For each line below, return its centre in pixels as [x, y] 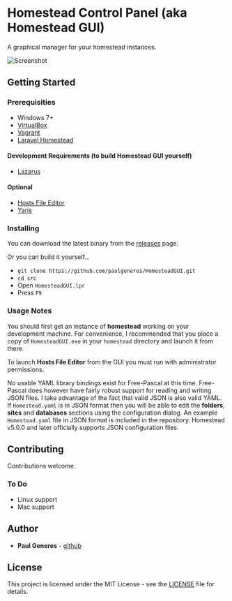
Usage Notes [30, 311]
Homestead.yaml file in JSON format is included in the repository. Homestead [116, 420]
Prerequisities [31, 103]
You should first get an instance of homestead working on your [98, 326]
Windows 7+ [35, 117]
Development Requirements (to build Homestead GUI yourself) [100, 156]
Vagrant [29, 132]
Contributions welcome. [41, 466]
